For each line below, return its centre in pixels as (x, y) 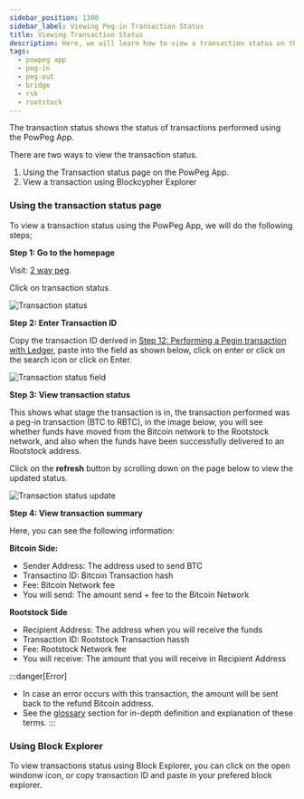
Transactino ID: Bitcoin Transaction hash (98, 575)
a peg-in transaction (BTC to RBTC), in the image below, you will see (137, 421)
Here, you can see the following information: (92, 530)
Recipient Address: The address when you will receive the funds (142, 630)
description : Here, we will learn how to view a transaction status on (147, 43)
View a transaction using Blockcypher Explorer (109, 182)
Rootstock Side (38, 611)
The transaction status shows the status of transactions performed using (145, 128)
